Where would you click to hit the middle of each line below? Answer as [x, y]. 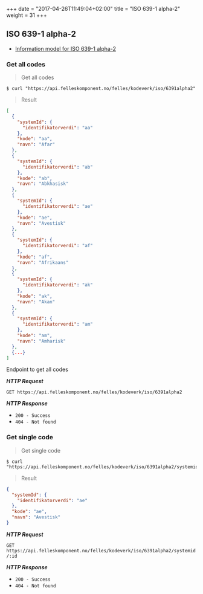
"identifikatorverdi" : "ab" [58, 167]
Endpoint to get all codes [37, 370]
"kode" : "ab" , [35, 178]
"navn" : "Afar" [36, 144]
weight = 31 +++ [27, 15]
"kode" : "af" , [35, 257]
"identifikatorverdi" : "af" [58, 246]
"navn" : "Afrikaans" [43, 262]
